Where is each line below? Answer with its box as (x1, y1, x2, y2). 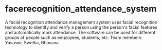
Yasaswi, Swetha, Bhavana (5, 39, 59, 45)
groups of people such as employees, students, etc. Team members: (5, 35, 143, 40)
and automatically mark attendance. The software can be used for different (5, 29, 156, 35)
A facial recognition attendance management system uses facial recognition (5, 19, 158, 25)
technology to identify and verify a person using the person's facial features (5, 24, 158, 30)
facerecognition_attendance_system (5, 3, 157, 14)
